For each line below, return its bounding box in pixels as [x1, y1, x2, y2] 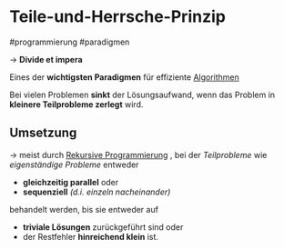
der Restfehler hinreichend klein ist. [22, 231, 159, 242]
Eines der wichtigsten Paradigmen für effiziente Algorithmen [9, 71, 239, 83]
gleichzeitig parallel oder [22, 176, 119, 187]
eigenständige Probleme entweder [9, 159, 139, 170]
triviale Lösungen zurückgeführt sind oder [22, 221, 184, 233]
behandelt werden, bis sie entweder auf [9, 204, 159, 214]
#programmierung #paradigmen [9, 36, 130, 47]
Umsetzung [9, 125, 77, 141]
